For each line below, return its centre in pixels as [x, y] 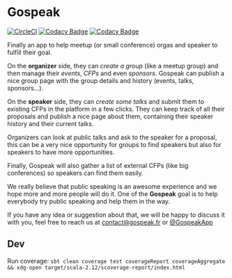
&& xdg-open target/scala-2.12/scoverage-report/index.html [96, 268]
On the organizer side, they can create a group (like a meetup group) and [113, 65]
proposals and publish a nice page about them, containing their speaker [110, 116]
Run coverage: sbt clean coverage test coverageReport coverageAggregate [116, 261]
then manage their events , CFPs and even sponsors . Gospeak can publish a [116, 73]
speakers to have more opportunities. [61, 152]
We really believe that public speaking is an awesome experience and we [112, 186]
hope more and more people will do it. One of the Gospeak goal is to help [113, 194]
